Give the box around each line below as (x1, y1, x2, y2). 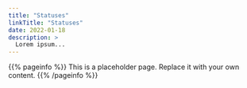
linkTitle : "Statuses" (8, 19, 83, 27)
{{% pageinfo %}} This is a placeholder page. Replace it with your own (8, 62, 240, 71)
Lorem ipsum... (15, 41, 66, 49)
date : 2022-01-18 (8, 26, 66, 34)
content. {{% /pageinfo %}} (8, 71, 98, 80)
